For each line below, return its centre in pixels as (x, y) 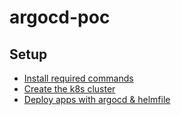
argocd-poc (60, 17)
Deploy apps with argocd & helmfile (97, 99)
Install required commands (78, 78)
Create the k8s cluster (69, 89)
